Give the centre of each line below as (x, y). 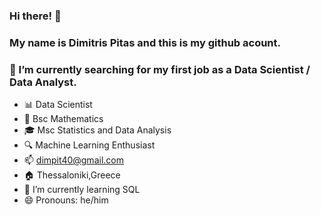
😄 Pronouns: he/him (66, 200)
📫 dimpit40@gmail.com (73, 160)
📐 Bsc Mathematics (63, 119)
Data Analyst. (43, 82)
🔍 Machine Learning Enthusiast (89, 145)
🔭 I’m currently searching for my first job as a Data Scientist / (160, 69)
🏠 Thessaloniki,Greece (72, 175)
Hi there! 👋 (35, 16)
